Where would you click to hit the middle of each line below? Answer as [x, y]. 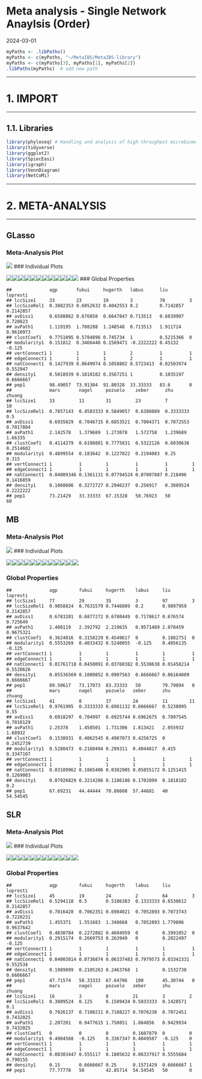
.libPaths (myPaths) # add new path [52, 69]
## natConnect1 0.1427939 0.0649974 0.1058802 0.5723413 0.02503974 [96, 363]
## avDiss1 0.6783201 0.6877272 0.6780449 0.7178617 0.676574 [95, 616]
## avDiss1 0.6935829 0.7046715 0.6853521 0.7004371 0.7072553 [98, 422]
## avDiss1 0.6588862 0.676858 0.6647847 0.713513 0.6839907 [95, 316]
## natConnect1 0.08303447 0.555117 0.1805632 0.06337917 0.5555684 [96, 1054]
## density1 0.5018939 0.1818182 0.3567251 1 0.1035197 [95, 374]
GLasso [21, 235]
